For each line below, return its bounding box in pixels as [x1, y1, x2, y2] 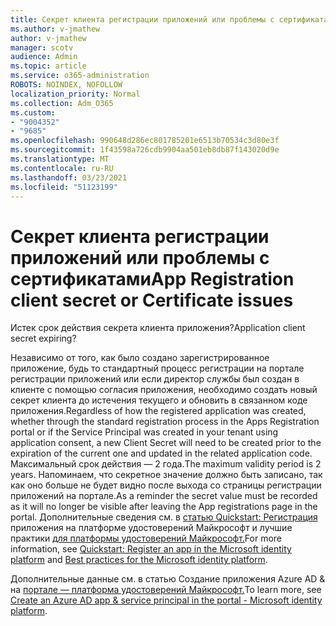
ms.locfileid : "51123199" [10, 182, 118, 192]
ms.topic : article [10, 61, 87, 71]
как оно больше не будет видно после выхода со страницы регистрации [10, 479, 322, 491]
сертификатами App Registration [10, 267, 295, 290]
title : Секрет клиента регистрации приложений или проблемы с [10, 14, 275, 25]
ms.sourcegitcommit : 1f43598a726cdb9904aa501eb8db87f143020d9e [10, 145, 280, 155]
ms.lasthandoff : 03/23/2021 [10, 172, 128, 183]
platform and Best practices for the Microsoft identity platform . [10, 554, 268, 566]
